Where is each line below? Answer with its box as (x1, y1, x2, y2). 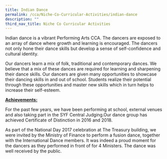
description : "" (5, 16, 39, 21)
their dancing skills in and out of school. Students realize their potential (5, 76, 151, 82)
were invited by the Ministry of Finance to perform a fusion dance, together (5, 132, 160, 138)
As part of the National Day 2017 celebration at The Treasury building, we (5, 127, 156, 133)
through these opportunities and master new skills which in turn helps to (5, 82, 154, 88)
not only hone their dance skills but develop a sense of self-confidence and (5, 45, 161, 51)
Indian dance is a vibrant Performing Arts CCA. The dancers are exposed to (5, 35, 161, 41)
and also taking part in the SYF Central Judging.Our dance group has (5, 112, 147, 118)
